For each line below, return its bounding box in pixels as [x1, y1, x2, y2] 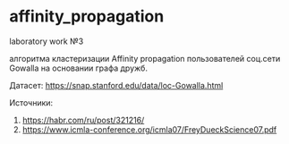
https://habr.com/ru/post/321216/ [21, 114, 145, 125]
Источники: [9, 97, 54, 108]
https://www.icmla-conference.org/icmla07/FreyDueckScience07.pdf [21, 123, 277, 135]
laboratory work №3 [9, 36, 84, 47]
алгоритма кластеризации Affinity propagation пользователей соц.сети [9, 53, 281, 64]
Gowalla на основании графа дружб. [9, 63, 148, 73]
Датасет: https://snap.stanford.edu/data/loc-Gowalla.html [9, 80, 224, 90]
